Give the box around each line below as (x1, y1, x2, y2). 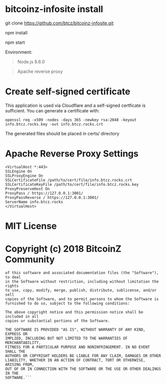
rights (5, 283, 19, 288)
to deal (5, 275, 21, 280)
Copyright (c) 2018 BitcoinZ (5, 243, 122, 255)
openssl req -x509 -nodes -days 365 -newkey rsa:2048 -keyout (5, 117, 137, 122)
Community (5, 254, 55, 265)
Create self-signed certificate (5, 86, 131, 97)
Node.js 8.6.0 (17, 58, 45, 64)
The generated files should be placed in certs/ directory (5, 130, 120, 136)
